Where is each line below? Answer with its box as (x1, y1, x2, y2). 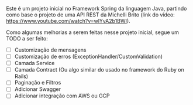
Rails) (14, 73, 28, 80)
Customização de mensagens (14, 46, 87, 53)
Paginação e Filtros (14, 79, 61, 86)
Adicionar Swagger (14, 86, 61, 93)
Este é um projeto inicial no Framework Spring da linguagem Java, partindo (6, 5, 187, 12)
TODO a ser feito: (6, 35, 48, 42)
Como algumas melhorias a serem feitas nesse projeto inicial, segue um (6, 29, 180, 36)
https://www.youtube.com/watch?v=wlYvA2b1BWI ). (6, 18, 130, 24)
